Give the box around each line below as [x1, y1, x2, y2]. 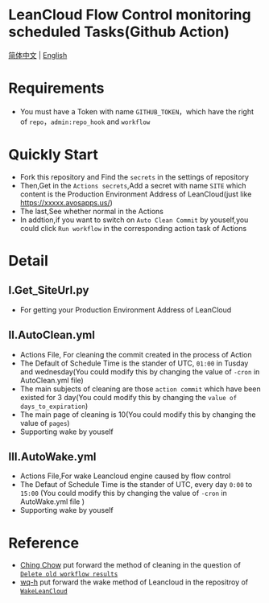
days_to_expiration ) [19, 401, 89, 411]
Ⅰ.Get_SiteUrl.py [8, 283, 89, 297]
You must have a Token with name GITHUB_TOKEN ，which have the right [19, 106, 255, 116]
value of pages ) [19, 418, 70, 427]
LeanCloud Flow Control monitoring [8, 6, 251, 24]
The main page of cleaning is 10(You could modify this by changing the [19, 409, 256, 419]
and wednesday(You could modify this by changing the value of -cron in [19, 366, 260, 376]
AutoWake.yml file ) [19, 497, 85, 506]
